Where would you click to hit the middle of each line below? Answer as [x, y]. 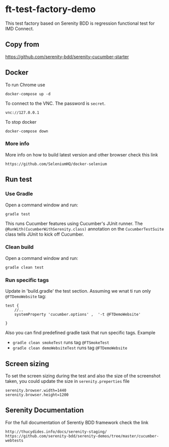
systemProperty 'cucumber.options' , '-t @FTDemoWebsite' [78, 315]
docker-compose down [27, 131]
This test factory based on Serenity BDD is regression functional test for [80, 23]
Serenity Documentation [45, 410]
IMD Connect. [20, 28]
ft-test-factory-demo [50, 9]
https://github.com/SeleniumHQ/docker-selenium [56, 164]
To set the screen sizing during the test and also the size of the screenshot [83, 376]
